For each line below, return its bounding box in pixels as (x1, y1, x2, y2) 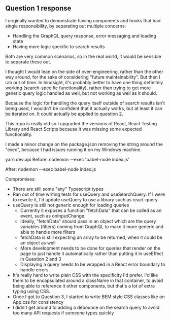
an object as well (20, 239, 56, 245)
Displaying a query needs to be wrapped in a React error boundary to (20, 261, 165, 267)
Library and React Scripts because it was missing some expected (5, 126, 142, 132)
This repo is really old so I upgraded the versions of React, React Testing (5, 120, 157, 126)
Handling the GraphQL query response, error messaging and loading (12, 32, 156, 39)
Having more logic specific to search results (12, 43, 105, 50)
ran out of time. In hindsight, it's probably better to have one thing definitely (5, 79, 163, 85)
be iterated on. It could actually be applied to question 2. (5, 111, 123, 117)
